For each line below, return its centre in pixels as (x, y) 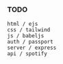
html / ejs (23, 24)
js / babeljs (26, 35)
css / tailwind (29, 30)
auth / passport (30, 42)
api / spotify (27, 53)
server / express (32, 48)
